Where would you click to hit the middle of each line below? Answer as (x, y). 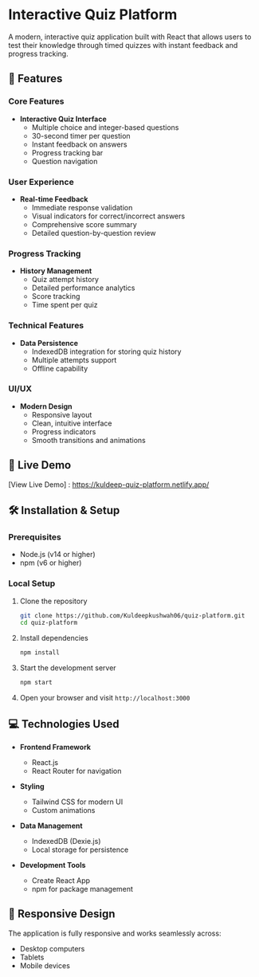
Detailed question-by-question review (94, 233)
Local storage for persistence (80, 849)
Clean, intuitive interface (72, 423)
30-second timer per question (81, 135)
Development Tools (53, 865)
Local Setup (32, 583)
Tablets (32, 957)
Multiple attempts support (74, 359)
